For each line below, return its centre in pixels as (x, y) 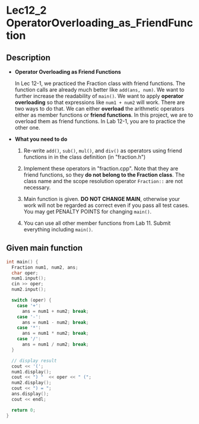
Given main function (45, 248)
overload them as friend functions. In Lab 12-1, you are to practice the (100, 121)
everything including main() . (58, 229)
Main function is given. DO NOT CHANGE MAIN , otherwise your (102, 199)
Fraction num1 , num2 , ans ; (45, 267)
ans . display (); (30, 394)
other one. (27, 128)
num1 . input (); (29, 278)
